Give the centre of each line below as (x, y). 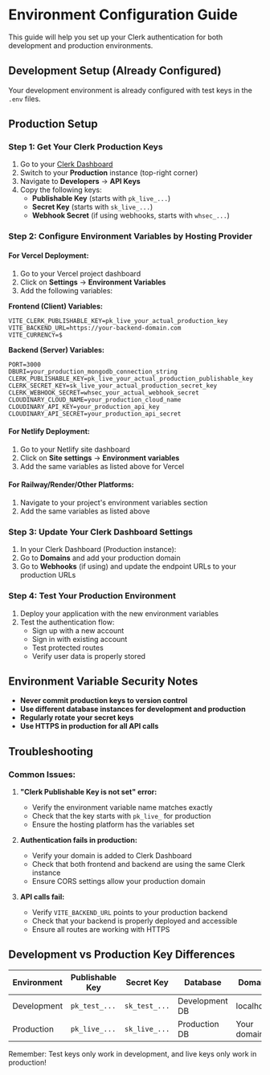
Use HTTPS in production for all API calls (89, 726)
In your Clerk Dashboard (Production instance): (98, 550)
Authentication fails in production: (79, 840)
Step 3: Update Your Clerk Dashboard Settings (100, 532)
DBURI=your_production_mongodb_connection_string (93, 371)
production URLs (48, 575)
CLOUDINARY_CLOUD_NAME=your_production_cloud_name (95, 399)
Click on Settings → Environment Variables (93, 282)
